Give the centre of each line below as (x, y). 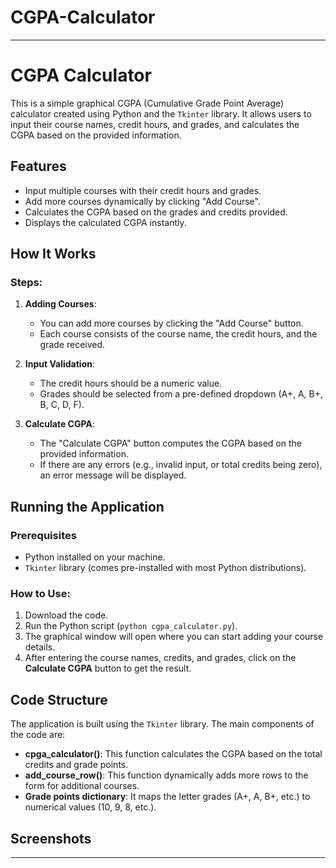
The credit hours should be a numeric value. (131, 383)
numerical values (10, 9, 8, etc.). (90, 807)
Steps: (26, 282)
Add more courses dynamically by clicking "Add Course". (142, 201)
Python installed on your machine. (95, 557)
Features (38, 166)
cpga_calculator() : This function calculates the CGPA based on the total (173, 754)
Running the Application (87, 506)
